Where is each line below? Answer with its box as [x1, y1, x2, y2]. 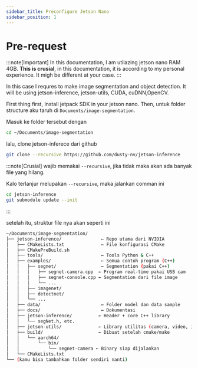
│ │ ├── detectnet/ [6, 291, 65, 297]
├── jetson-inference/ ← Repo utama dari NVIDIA [6, 236, 165, 242]
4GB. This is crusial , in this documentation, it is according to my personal [6, 65, 184, 73]
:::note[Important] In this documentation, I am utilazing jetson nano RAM [6, 59, 181, 66]
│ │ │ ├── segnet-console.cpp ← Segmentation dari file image [6, 274, 178, 280]
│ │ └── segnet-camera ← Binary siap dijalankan [6, 346, 160, 351]
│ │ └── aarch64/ [6, 334, 60, 341]
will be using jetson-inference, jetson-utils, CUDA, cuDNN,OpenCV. [6, 89, 169, 96]
